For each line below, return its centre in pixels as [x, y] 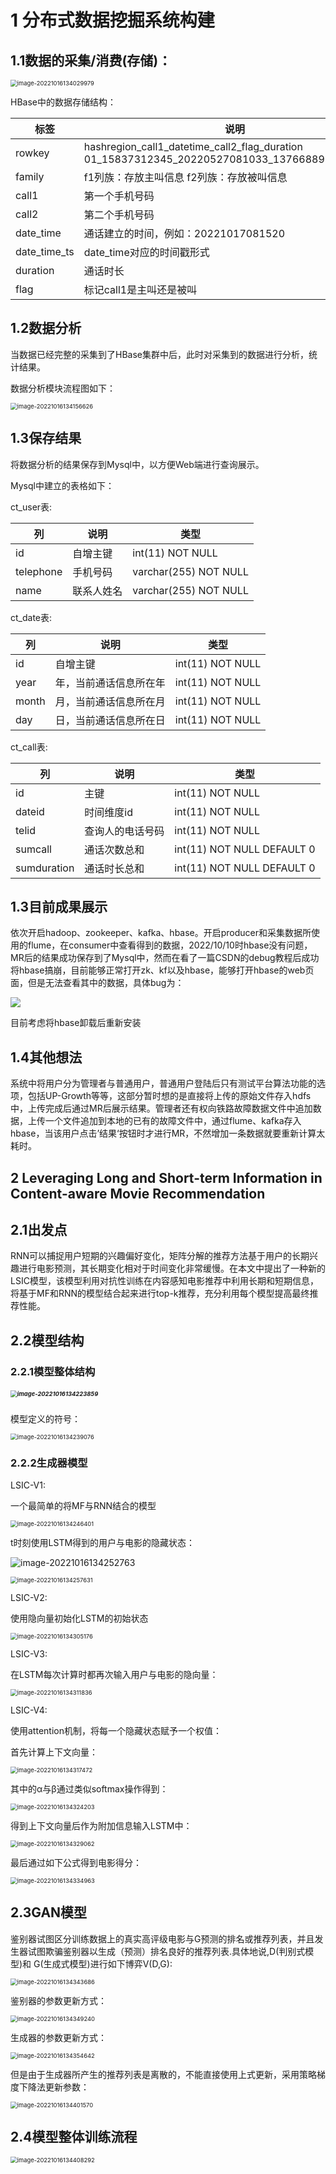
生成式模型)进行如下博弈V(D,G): [108, 1963]
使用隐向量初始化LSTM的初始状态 [79, 1618]
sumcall [33, 849]
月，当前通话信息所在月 [110, 701]
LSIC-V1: [28, 1485]
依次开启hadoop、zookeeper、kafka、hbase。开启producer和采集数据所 [161, 933]
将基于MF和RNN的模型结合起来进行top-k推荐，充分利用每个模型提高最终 [160, 1293]
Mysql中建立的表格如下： [62, 485]
